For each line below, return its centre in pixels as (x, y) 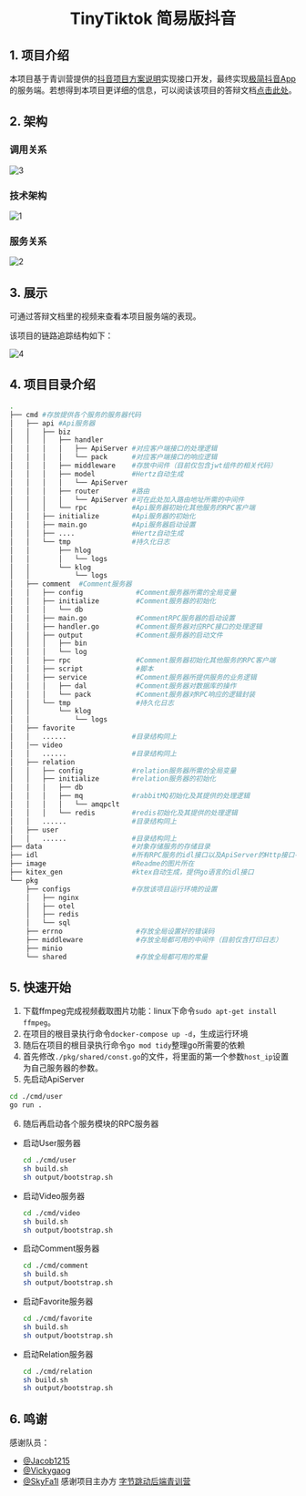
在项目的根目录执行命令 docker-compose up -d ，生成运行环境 (135, 1034)
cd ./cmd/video (51, 1213)
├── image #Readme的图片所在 (102, 864)
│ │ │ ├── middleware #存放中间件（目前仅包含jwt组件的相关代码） (143, 466)
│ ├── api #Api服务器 (52, 423)
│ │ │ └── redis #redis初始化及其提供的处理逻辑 (124, 813)
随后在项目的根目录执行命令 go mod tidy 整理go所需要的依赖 (134, 1045)
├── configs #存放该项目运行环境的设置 (122, 889)
